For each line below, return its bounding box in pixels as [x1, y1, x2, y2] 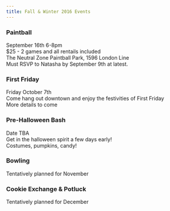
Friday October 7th [6, 89, 52, 96]
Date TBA [6, 129, 29, 137]
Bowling [6, 157, 30, 165]
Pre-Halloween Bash [6, 116, 66, 124]
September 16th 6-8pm [6, 41, 63, 48]
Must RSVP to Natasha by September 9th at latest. [6, 60, 128, 67]
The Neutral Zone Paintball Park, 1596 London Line [6, 54, 129, 61]
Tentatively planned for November [6, 170, 89, 177]
